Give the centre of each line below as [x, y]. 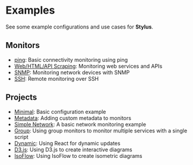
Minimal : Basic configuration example [60, 112]
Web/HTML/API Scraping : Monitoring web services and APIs [88, 66]
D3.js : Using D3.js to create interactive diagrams [73, 150]
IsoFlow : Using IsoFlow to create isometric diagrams [78, 156]
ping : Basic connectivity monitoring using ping [71, 59]
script [21, 137]
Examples [30, 10]
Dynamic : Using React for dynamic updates [67, 143]
